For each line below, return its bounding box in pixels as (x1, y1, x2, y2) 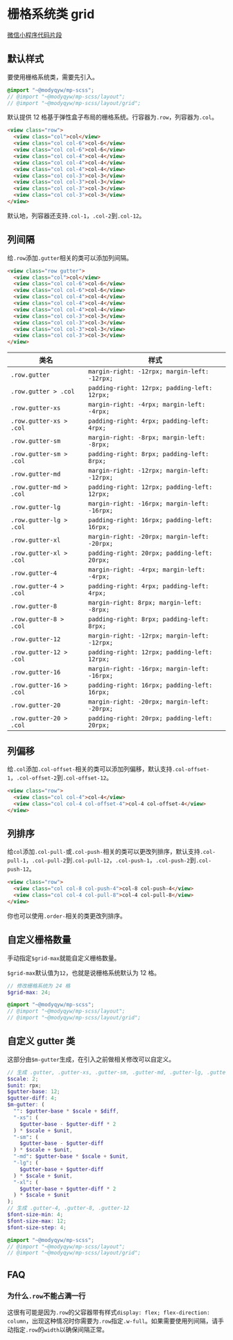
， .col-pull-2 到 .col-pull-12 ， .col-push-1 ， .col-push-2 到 (25, 856, 196, 864)
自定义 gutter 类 (7, 1035, 76, 1047)
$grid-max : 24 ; (7, 989, 51, 996)
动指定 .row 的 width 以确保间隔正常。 (7, 1325, 109, 1334)
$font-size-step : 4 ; (7, 1224, 67, 1231)
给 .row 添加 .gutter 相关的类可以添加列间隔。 (7, 253, 133, 261)
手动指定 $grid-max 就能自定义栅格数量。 (7, 953, 121, 962)
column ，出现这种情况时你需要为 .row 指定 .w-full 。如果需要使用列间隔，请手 (7, 1317, 224, 1325)
